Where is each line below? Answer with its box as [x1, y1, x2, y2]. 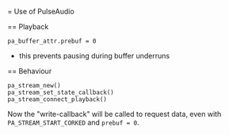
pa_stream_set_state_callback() [7, 88, 114, 96]
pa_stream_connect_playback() [7, 96, 108, 103]
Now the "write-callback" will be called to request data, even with [7, 110, 222, 118]
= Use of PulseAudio [7, 7, 74, 16]
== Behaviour [7, 66, 52, 76]
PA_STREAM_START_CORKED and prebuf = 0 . [7, 118, 139, 127]
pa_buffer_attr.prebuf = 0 [7, 37, 97, 45]
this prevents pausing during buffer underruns [18, 51, 170, 60]
